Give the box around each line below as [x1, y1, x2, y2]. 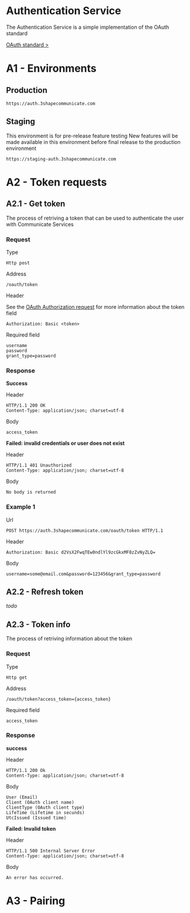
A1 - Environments [6, 62, 96, 75]
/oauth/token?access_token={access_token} [6, 696, 111, 702]
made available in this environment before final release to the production [6, 138, 181, 145]
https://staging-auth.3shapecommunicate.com [6, 156, 116, 162]
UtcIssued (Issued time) [6, 815, 67, 821]
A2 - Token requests [6, 175, 107, 189]
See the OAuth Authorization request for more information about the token [6, 304, 185, 311]
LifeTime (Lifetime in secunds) [6, 810, 85, 815]
